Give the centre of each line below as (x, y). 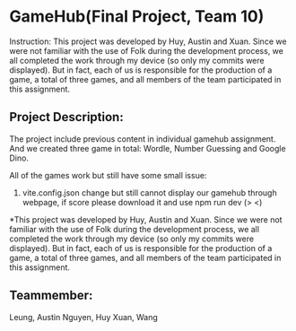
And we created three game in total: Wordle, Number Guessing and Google (148, 148)
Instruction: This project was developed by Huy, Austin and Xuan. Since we (148, 41)
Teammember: (51, 296)
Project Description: (66, 117)
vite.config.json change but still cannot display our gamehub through (149, 192)
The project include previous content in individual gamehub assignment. (143, 139)
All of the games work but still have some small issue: (108, 175)
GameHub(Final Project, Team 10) (137, 17)
